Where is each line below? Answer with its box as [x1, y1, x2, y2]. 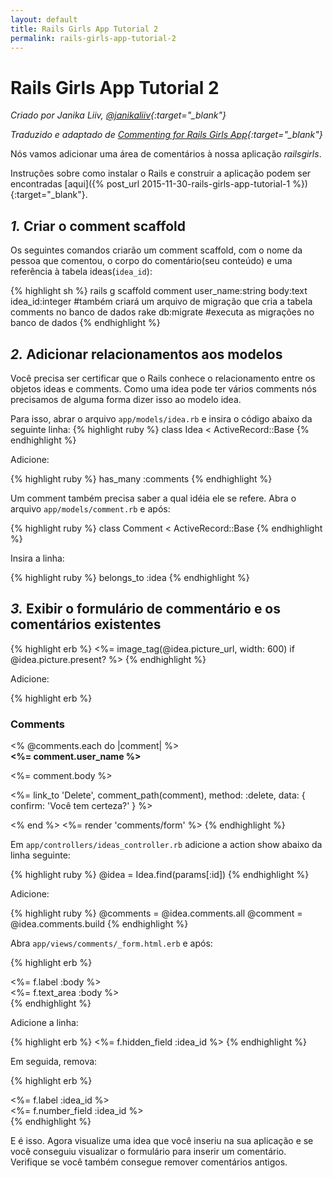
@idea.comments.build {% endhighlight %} [10, 918, 189, 930]
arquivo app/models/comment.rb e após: [10, 502, 171, 515]
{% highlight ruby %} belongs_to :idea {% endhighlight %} [10, 571, 250, 583]
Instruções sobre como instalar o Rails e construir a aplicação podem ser [10, 167, 312, 180]
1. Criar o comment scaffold [10, 217, 187, 235]
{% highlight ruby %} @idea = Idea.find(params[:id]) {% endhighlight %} [10, 869, 310, 881]
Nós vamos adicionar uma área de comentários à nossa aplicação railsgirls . [10, 148, 322, 160]
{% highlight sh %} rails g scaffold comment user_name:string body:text [10, 285, 308, 297]
